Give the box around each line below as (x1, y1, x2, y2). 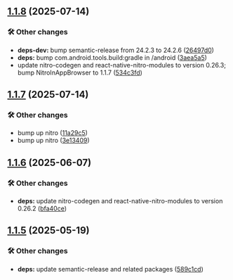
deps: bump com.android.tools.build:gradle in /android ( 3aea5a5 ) (17, 53, 207, 62)
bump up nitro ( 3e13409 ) (17, 136, 90, 145)
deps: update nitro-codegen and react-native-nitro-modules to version (17, 197, 223, 205)
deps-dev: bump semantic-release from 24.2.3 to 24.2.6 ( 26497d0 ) (17, 46, 214, 54)
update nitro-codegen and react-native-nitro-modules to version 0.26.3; (17, 61, 227, 69)
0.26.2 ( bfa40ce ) (17, 204, 67, 213)
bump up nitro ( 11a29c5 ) (17, 129, 88, 137)
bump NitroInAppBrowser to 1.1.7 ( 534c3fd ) (17, 68, 142, 77)
